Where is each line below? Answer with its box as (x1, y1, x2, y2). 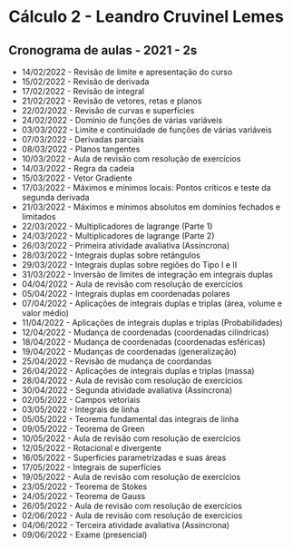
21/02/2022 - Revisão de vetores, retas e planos (21, 95, 202, 106)
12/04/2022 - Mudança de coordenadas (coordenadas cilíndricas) (21, 327, 269, 338)
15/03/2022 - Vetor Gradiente (21, 172, 132, 183)
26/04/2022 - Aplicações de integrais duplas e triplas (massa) (21, 366, 255, 376)
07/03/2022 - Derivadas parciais (21, 134, 144, 144)
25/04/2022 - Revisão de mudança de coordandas (21, 356, 212, 367)
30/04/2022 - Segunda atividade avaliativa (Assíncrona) (21, 385, 233, 396)
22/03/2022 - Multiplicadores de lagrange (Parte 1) (21, 221, 213, 231)
